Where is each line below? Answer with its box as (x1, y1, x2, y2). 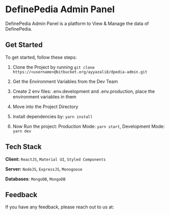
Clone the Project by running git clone (12, 64, 95, 70)
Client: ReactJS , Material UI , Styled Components (5, 156, 106, 162)
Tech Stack (5, 143, 42, 151)
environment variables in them (12, 93, 76, 100)
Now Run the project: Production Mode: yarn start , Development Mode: (12, 123, 165, 129)
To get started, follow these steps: (5, 54, 77, 60)
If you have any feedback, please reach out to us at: (5, 204, 115, 210)
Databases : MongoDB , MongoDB (5, 176, 66, 182)
